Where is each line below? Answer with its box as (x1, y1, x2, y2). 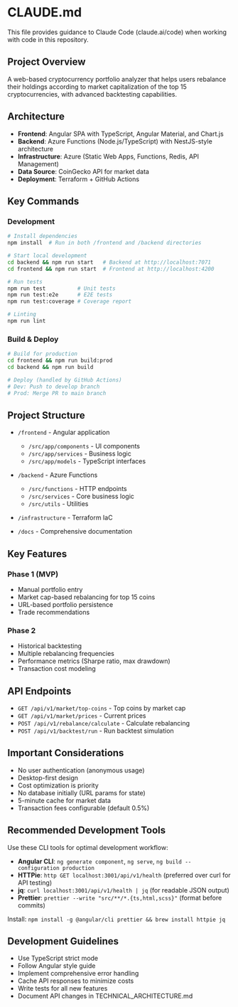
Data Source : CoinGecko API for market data (17, 167, 149, 176)
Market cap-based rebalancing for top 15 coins (17, 593, 156, 601)
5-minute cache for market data (17, 796, 112, 804)
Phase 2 (7, 625, 36, 635)
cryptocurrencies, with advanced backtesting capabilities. (7, 90, 178, 98)
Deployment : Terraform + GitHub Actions (17, 175, 140, 183)
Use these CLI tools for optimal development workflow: (7, 843, 168, 851)
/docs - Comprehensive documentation (17, 527, 133, 536)
